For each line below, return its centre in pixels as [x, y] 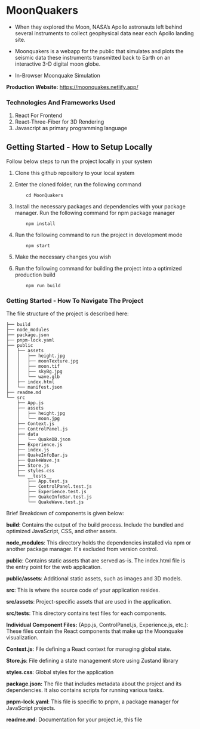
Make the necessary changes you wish [63, 257]
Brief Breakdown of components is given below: [65, 513]
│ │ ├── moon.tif [33, 367]
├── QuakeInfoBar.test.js [60, 497]
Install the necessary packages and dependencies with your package [100, 207]
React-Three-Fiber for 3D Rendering [59, 122]
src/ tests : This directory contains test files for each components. [87, 613]
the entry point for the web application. [54, 567]
